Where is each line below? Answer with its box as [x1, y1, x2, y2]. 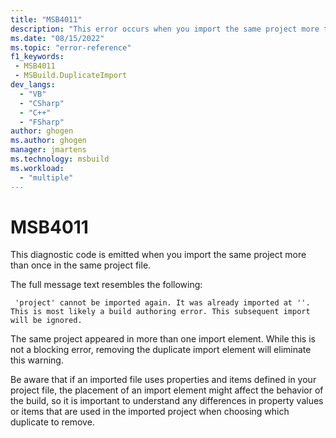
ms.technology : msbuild [10, 154, 110, 164]
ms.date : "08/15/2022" [10, 33, 105, 43]
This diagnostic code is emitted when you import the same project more [10, 249, 307, 261]
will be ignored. [10, 316, 83, 326]
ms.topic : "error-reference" [10, 42, 132, 53]
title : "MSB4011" [10, 14, 83, 25]
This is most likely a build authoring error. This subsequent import [10, 307, 311, 317]
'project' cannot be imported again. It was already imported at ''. [14, 298, 311, 308]
